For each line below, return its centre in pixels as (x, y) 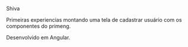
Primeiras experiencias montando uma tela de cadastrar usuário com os (94, 20)
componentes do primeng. (39, 26)
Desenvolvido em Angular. (38, 37)
